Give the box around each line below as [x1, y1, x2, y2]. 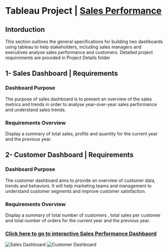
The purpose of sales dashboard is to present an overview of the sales [5, 96, 152, 102]
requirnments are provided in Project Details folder [5, 55, 110, 61]
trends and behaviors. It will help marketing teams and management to [5, 182, 152, 189]
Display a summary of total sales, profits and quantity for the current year [5, 130, 158, 136]
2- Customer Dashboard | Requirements [5, 150, 134, 159]
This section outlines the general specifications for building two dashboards [5, 38, 163, 44]
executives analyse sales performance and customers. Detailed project [5, 49, 153, 55]
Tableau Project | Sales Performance [5, 5, 162, 17]
